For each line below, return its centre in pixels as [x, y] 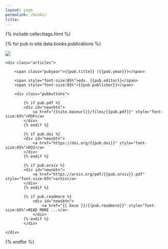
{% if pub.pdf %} [42, 103]
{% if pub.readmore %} [48, 197]
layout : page [19, 10]
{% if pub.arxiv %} [44, 166]
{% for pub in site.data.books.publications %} [53, 44]
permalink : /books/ [26, 15]
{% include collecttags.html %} [38, 34]
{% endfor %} [20, 242]
